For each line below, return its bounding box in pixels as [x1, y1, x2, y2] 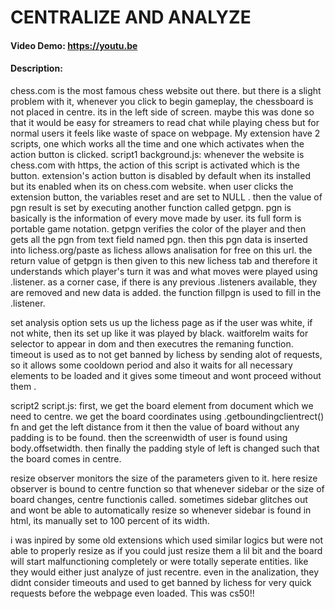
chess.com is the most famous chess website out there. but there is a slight [10, 84, 322, 96]
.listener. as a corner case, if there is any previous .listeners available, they [10, 276, 318, 288]
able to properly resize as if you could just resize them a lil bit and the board [10, 544, 323, 556]
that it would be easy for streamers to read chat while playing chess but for [10, 116, 320, 128]
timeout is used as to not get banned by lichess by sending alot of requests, [10, 348, 323, 360]
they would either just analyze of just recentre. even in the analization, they [10, 566, 320, 578]
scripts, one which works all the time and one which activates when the [10, 137, 305, 150]
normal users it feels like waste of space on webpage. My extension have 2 [10, 127, 321, 139]
